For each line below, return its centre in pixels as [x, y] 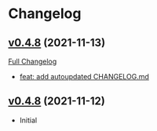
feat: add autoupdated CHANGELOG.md [84, 76]
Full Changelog [33, 61]
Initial [28, 120]
